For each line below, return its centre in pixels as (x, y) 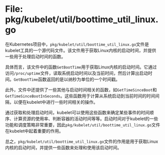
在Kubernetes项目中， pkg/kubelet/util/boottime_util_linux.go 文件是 (77, 44)
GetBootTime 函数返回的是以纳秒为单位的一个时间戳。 (67, 79)
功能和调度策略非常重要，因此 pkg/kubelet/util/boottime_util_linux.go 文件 (83, 124)
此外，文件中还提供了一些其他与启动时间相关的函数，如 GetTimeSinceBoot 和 (81, 90)
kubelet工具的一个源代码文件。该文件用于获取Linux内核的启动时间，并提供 (81, 50)
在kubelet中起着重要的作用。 (34, 131)
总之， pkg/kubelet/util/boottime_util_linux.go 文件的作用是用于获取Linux (82, 141)
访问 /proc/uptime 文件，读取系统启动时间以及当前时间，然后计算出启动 (77, 73)
